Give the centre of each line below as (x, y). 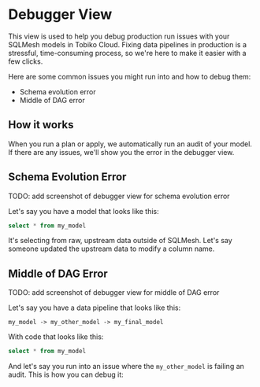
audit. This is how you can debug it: (66, 374)
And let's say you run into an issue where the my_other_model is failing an (126, 367)
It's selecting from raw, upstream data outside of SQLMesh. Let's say (120, 241)
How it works (41, 125)
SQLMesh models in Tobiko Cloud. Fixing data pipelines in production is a (127, 44)
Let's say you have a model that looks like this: (84, 211)
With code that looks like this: (56, 337)
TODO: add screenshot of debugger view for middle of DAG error (114, 293)
